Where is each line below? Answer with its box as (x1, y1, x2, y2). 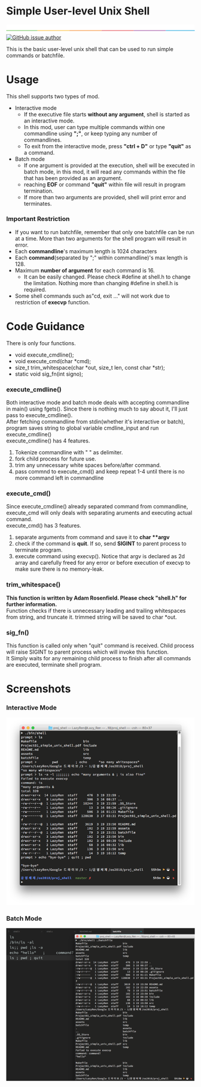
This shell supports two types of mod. (6, 92, 100, 100)
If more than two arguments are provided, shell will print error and (23, 193, 187, 200)
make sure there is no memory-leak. (14, 565, 105, 573)
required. (23, 286, 47, 293)
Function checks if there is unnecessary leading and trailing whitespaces (6, 607, 186, 614)
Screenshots (6, 682, 71, 696)
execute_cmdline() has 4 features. (6, 437, 90, 445)
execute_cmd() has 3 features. (6, 522, 82, 529)
